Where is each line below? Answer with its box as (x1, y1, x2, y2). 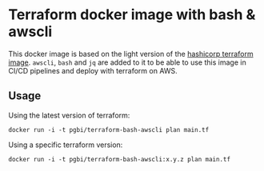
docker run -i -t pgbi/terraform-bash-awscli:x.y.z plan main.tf (8, 155, 230, 163)
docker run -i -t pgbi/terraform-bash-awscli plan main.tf (8, 125, 210, 133)
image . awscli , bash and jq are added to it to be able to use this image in (8, 58, 246, 67)
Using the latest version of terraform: (8, 110, 130, 120)
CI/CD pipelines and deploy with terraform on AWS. (8, 66, 178, 75)
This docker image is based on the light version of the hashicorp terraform (8, 49, 254, 58)
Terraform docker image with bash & (8, 6, 256, 24)
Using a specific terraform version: (8, 140, 123, 149)
